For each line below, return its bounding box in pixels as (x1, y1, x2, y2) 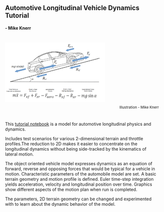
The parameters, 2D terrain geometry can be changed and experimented (5, 196, 152, 202)
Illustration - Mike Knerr (119, 105, 159, 110)
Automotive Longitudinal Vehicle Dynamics (5, 4, 140, 12)
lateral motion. (5, 151, 34, 157)
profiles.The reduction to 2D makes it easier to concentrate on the (5, 141, 138, 147)
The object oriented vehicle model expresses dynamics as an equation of (5, 160, 153, 166)
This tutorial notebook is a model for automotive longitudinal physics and (5, 121, 151, 127)
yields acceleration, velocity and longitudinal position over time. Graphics (5, 181, 152, 187)
